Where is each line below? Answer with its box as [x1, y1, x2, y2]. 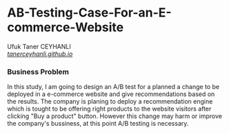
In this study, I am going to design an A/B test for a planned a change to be [7, 83, 219, 91]
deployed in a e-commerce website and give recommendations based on [7, 90, 215, 98]
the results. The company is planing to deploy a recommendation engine [7, 97, 213, 106]
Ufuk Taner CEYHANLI [7, 42, 71, 50]
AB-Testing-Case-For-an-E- [7, 5, 172, 21]
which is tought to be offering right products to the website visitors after [7, 105, 212, 113]
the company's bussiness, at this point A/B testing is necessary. [7, 119, 189, 128]
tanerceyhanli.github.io [7, 50, 73, 58]
